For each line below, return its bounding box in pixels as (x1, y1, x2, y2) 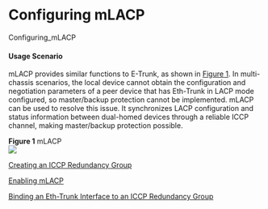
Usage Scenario (8, 51, 63, 61)
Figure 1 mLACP (8, 136, 62, 147)
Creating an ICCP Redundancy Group (8, 160, 132, 170)
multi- (240, 69, 261, 79)
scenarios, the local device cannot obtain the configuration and (35, 78, 246, 87)
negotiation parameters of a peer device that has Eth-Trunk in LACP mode (8, 87, 254, 96)
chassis (8, 78, 34, 87)
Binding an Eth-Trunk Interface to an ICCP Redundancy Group (8, 192, 214, 202)
